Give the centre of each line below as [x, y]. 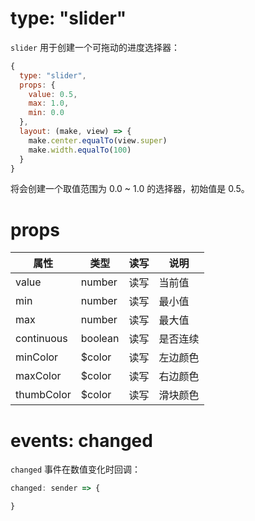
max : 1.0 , [49, 103]
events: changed [81, 440]
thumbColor [43, 395]
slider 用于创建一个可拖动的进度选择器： [95, 47]
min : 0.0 [46, 113]
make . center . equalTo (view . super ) [98, 140]
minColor [37, 357]
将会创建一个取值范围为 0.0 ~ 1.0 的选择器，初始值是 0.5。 [130, 189]
